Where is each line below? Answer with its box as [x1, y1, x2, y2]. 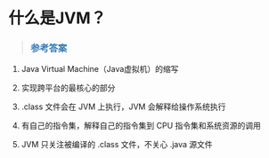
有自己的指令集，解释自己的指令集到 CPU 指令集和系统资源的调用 [20, 121, 262, 131]
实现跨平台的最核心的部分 [20, 83, 116, 93]
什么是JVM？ [8, 8, 107, 28]
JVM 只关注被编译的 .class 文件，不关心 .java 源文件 [20, 139, 213, 150]
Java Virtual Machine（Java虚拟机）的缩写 [20, 64, 179, 75]
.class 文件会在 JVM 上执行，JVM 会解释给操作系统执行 [20, 101, 226, 112]
